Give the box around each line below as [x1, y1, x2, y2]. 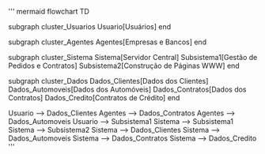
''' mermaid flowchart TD [8, 7, 89, 16]
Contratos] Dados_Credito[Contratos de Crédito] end [8, 93, 180, 102]
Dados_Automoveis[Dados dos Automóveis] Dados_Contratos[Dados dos [8, 85, 247, 94]
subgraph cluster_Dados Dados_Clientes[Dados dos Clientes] [8, 77, 209, 85]
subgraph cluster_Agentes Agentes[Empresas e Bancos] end [8, 37, 207, 47]
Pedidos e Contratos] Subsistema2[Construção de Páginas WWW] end [8, 61, 240, 70]
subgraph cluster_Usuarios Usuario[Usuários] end [8, 22, 172, 31]
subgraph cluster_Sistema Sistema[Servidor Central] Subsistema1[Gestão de [8, 53, 258, 62]
